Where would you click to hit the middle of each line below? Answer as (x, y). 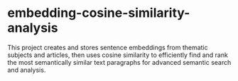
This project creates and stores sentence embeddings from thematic (108, 47)
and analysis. (27, 70)
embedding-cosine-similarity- (99, 13)
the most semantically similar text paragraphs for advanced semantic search (119, 62)
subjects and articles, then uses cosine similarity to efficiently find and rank (118, 55)
